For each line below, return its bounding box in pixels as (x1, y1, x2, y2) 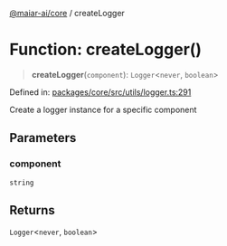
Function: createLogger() (9, 40, 202, 60)
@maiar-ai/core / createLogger (9, 8, 125, 18)
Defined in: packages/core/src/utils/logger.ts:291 (9, 86, 192, 98)
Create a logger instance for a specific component (9, 104, 197, 115)
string (9, 178, 34, 187)
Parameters (9, 130, 77, 146)
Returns (9, 203, 56, 218)
